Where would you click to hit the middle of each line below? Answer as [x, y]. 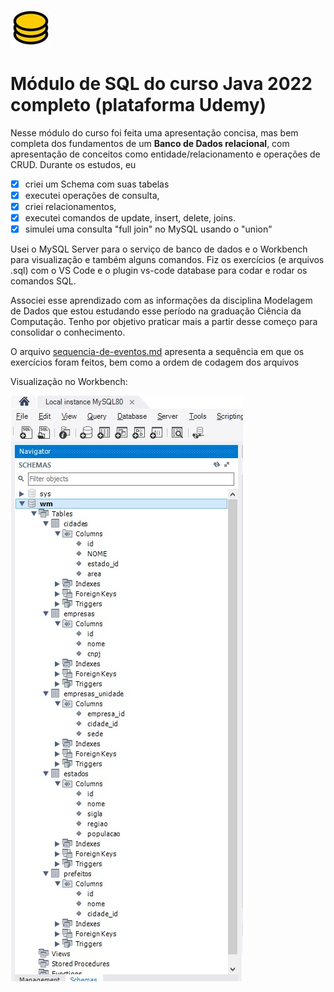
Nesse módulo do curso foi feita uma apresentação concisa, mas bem [154, 132]
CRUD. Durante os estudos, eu [73, 164]
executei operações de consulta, [92, 195]
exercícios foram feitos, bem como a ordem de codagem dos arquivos [155, 362]
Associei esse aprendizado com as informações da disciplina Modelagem [161, 301]
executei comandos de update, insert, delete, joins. [130, 218]
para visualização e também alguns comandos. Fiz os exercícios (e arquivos [167, 260]
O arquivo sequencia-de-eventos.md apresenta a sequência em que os [157, 352]
